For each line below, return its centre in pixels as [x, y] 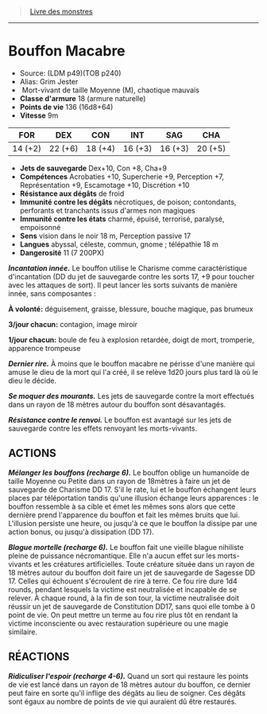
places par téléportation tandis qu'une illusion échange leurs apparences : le [133, 497]
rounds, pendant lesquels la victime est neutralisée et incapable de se [122, 589]
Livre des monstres [61, 12]
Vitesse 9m [39, 115]
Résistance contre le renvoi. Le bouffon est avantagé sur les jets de [120, 419]
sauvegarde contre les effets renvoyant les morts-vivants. [103, 428]
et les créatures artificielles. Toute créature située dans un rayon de [144, 564]
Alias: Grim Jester [49, 81]
